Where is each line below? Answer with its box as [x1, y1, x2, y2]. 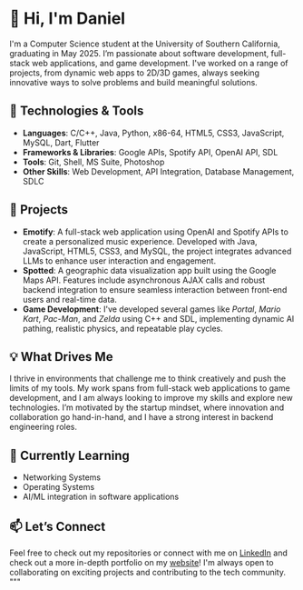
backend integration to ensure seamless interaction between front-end [22, 284, 288, 295]
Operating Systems [22, 482, 95, 493]
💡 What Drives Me [9, 349, 113, 365]
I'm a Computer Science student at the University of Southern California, [9, 38, 281, 49]
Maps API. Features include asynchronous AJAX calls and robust [22, 275, 266, 285]
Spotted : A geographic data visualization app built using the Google [22, 265, 277, 275]
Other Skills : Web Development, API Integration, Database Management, [22, 165, 295, 176]
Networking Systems [22, 472, 102, 483]
